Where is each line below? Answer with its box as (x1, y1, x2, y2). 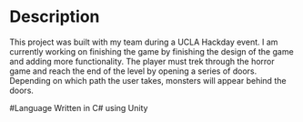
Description (9, 6, 100, 27)
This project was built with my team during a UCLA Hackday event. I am (9, 36, 278, 47)
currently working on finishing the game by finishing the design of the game (9, 46, 294, 56)
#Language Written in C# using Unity (9, 102, 148, 113)
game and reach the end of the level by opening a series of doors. (9, 66, 258, 76)
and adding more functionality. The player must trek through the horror (9, 56, 275, 66)
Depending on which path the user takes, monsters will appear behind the (9, 75, 287, 86)
